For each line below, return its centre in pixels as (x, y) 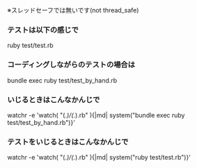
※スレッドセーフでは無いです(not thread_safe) (73, 10)
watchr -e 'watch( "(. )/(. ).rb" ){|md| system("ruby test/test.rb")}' (99, 158)
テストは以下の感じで (43, 30)
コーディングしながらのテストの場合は (71, 65)
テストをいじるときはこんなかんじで (68, 142)
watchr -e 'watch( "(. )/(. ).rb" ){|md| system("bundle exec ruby (96, 115)
